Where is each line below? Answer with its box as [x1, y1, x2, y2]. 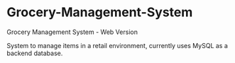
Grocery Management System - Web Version [6, 28, 138, 36]
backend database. [6, 49, 63, 57]
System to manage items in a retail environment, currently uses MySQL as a [6, 41, 229, 50]
